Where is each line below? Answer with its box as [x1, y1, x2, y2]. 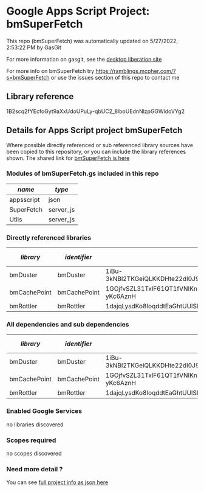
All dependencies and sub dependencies [6, 320, 129, 329]
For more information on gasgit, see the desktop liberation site [6, 55, 162, 63]
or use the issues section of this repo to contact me [50, 74, 180, 81]
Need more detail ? [6, 465, 63, 473]
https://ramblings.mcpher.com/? [95, 67, 176, 74]
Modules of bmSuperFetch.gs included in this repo [6, 169, 159, 178]
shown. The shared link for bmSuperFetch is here [6, 154, 130, 162]
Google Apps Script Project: [6, 4, 150, 18]
